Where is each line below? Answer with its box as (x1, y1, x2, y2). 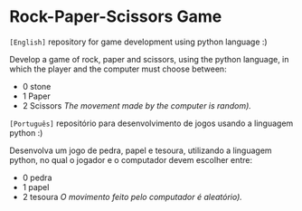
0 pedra (22, 172, 52, 183)
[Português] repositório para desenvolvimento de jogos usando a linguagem (9, 118, 294, 129)
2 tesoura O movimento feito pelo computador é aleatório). (22, 191, 242, 202)
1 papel (22, 181, 50, 192)
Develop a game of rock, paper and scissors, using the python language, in (9, 53, 289, 64)
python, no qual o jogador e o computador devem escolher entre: (9, 154, 253, 165)
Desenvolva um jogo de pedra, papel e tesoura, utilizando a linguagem (9, 145, 273, 156)
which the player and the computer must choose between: (9, 63, 228, 74)
